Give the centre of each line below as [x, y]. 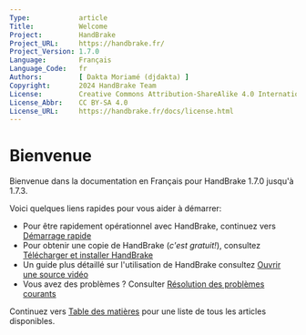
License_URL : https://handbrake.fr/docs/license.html [122, 111]
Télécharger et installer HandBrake [87, 255]
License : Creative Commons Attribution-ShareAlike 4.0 [132, 94]
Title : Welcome [58, 26]
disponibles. [32, 321]
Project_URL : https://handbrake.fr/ [87, 43]
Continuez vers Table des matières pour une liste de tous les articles [138, 311]
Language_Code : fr [49, 69]
